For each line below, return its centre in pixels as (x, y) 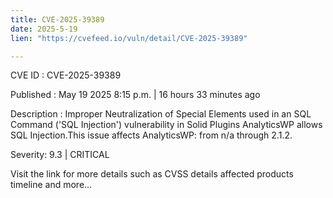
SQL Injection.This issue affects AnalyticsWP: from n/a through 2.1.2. (151, 135)
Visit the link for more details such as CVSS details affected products (152, 174)
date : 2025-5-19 (44, 29)
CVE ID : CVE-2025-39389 (66, 75)
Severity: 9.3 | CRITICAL (60, 155)
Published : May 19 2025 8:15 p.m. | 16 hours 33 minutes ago (135, 95)
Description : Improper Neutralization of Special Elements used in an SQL (161, 114)
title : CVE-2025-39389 (57, 19)
